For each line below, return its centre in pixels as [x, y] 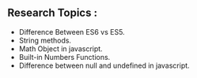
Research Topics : [53, 13]
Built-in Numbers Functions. [64, 57]
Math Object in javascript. [61, 48]
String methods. [45, 40]
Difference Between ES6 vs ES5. [72, 32]
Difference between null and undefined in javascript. [104, 65]
